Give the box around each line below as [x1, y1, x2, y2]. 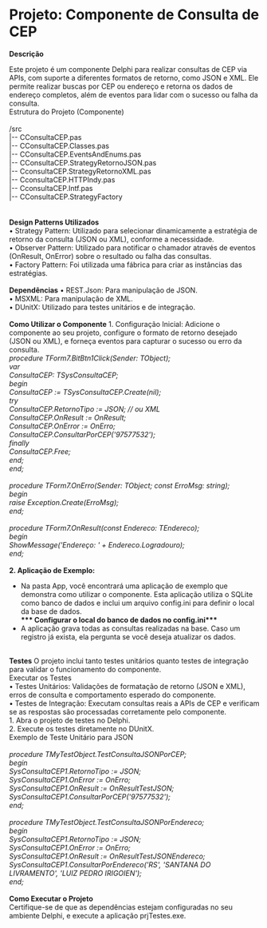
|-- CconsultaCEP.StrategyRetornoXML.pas [9, 166, 151, 176]
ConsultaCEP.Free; [9, 446, 71, 456]
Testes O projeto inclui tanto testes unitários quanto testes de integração [9, 655, 249, 665]
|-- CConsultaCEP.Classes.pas [9, 141, 110, 150]
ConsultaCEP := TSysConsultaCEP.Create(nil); [9, 387, 162, 396]
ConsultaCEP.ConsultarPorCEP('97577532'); [9, 429, 156, 439]
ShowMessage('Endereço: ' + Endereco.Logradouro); [9, 540, 186, 549]
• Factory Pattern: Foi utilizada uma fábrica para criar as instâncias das [9, 260, 242, 269]
